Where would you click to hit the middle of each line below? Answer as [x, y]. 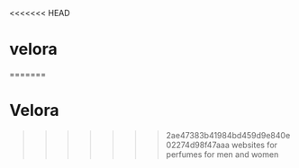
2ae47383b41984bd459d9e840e [228, 135]
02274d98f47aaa [198, 145]
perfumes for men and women [222, 154]
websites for [254, 145]
